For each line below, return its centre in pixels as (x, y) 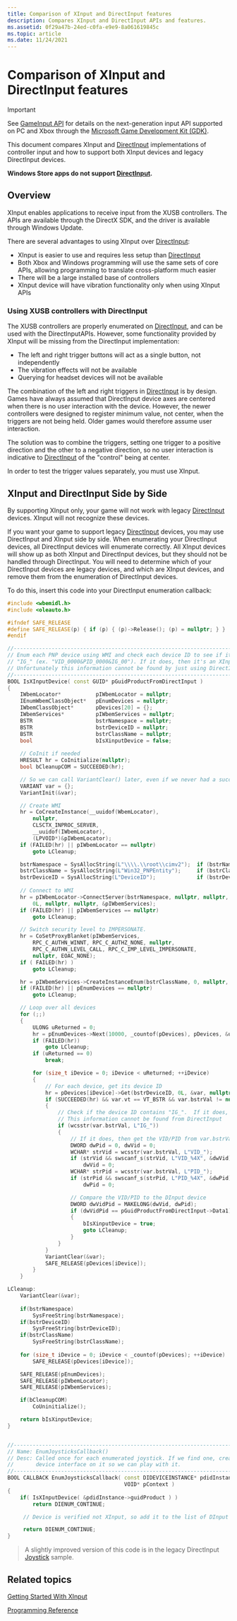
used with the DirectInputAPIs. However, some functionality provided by (112, 334)
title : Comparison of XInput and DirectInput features (90, 14)
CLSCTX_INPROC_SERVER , (66, 825)
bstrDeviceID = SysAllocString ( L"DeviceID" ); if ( (115, 877)
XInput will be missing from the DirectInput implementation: (93, 341)
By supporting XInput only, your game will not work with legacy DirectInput (116, 510)
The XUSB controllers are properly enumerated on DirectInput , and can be (115, 327)
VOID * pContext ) (149, 1485)
